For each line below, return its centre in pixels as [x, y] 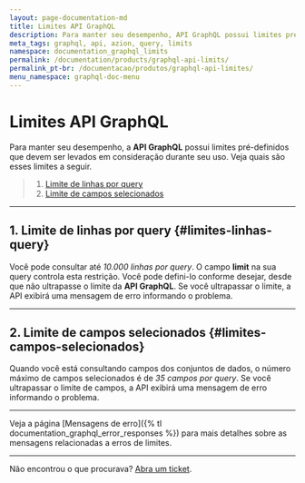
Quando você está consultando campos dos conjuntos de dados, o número [150, 369]
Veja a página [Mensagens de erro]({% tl [86, 424]
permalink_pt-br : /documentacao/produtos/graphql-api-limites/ [132, 69]
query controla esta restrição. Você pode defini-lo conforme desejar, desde [151, 276]
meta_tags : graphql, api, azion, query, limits [101, 43]
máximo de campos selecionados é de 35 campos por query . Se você [140, 379]
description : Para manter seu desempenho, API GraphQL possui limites [146, 34]
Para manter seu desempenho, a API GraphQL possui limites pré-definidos [149, 147]
